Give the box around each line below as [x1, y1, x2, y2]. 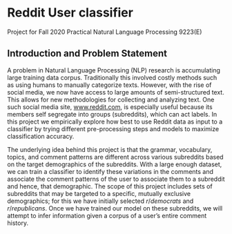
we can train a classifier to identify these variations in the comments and [7, 167, 214, 175]
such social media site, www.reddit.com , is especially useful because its [7, 102, 213, 111]
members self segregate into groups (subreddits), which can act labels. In [7, 110, 217, 118]
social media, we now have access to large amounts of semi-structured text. [7, 88, 224, 96]
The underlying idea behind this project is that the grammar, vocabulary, [7, 145, 213, 153]
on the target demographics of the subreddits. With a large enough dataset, [7, 160, 222, 168]
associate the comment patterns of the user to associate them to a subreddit [7, 175, 225, 183]
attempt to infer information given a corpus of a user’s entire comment [7, 211, 207, 220]
